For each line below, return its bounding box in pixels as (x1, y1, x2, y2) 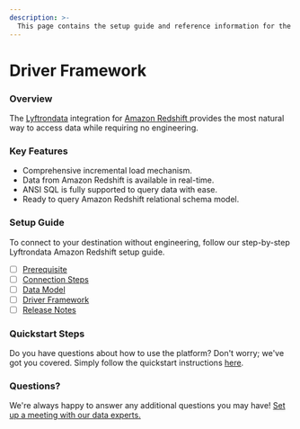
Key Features (9, 145, 69, 157)
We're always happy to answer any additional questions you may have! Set (9, 400, 286, 411)
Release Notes (22, 304, 76, 315)
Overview (9, 92, 53, 104)
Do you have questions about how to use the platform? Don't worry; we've (9, 348, 285, 359)
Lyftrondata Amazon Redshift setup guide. (9, 246, 165, 257)
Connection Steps (22, 273, 90, 284)
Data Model (22, 284, 66, 295)
